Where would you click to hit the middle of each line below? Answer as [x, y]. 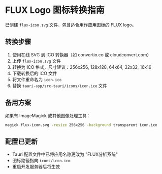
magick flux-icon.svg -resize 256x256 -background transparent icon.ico [81, 125]
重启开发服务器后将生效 [36, 167]
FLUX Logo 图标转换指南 [55, 10]
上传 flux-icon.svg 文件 [36, 61]
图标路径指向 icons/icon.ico [41, 161]
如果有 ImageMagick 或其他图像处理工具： [48, 115]
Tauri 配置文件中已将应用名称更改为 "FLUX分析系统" [65, 154]
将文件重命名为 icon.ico [37, 79]
